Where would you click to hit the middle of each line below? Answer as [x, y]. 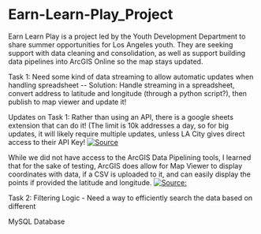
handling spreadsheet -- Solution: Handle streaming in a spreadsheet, [121, 85]
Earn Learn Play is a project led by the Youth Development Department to [127, 36]
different [22, 206]
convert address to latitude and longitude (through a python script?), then [127, 93]
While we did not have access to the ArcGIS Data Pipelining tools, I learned [130, 157]
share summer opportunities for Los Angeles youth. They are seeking [121, 44]
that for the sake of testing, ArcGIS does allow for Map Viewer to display [125, 165]
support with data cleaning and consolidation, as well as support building [127, 53]
